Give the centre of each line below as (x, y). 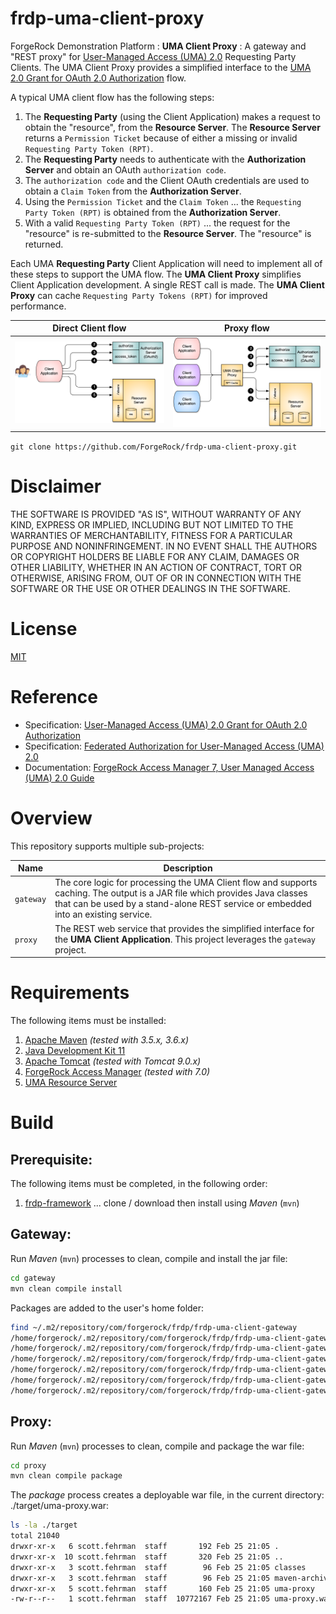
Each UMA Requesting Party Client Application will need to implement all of (166, 263)
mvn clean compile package (66, 1476)
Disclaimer (56, 486)
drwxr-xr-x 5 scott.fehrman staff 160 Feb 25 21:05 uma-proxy (162, 1588)
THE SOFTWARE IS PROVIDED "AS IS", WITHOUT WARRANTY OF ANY (156, 514)
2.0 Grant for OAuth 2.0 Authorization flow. (98, 78)
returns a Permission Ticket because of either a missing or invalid (161, 138)
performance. (38, 306)
